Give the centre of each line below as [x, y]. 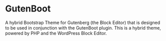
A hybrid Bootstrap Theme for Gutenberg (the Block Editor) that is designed [83, 22]
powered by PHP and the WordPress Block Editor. [56, 33]
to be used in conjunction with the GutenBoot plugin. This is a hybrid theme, [83, 27]
